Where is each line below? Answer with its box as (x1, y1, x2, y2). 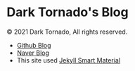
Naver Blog (16, 49, 50, 57)
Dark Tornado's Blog (6, 4, 129, 20)
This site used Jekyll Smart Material (16, 56, 121, 64)
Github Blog (16, 41, 51, 49)
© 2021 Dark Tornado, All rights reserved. (6, 27, 128, 36)
